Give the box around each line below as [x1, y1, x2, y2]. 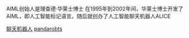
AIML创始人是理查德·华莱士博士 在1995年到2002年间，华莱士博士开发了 [6, 5, 184, 12]
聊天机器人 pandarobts [6, 26, 63, 32]
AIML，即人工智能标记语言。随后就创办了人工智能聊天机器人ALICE [6, 12, 171, 20]
